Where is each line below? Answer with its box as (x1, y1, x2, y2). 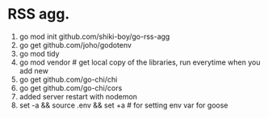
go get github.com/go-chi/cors (19, 82, 123, 93)
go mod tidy (19, 48, 60, 58)
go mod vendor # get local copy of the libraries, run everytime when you (19, 57, 261, 67)
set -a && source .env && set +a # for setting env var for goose (19, 100, 228, 110)
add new (19, 65, 49, 75)
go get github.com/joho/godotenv (19, 40, 132, 49)
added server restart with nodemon (19, 91, 138, 101)
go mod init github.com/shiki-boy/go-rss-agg (19, 32, 170, 41)
